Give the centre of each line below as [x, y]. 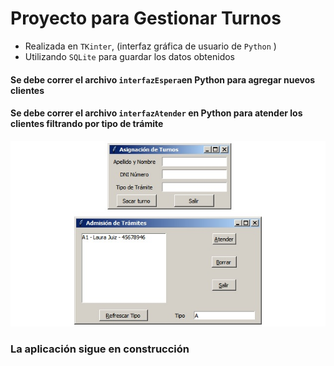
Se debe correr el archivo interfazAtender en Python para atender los [156, 113]
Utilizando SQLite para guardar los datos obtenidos [129, 56]
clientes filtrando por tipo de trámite [87, 124]
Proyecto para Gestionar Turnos [146, 18]
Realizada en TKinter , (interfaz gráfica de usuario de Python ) [150, 46]
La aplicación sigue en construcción [100, 349]
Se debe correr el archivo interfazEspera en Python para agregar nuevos [163, 79]
